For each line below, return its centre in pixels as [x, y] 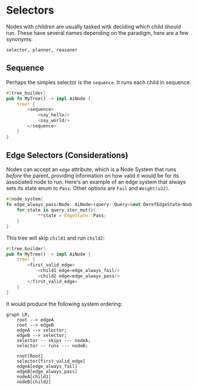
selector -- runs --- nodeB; [52, 346]
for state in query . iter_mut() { [56, 210]
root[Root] [30, 356]
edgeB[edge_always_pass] [47, 371]
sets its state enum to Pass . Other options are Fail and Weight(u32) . [88, 188]
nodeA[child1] [34, 376]
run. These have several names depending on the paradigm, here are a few [97, 32]
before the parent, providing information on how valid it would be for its [93, 176]
